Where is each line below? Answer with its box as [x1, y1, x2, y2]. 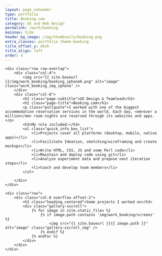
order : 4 [5, 53, 23, 58]
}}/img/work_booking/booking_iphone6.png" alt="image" [5, 79, 120, 84]
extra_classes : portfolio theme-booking [5, 39, 89, 44]
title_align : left [5, 48, 43, 53]
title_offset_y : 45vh [5, 44, 50, 49]
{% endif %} [40, 229, 65, 235]
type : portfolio [5, 12, 38, 17]
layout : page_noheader [5, 7, 52, 12]
